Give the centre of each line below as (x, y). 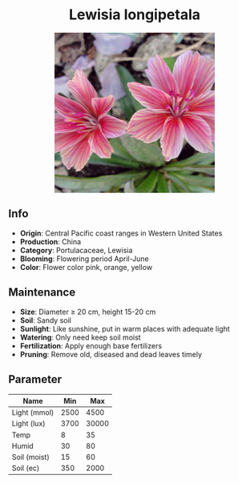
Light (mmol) (33, 413)
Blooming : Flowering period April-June (85, 259)
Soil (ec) (26, 468)
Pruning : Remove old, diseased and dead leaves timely (111, 354)
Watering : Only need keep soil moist (81, 337)
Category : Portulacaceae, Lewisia (76, 250)
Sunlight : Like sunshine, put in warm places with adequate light (125, 328)
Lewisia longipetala (135, 15)
